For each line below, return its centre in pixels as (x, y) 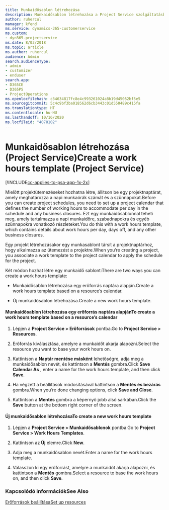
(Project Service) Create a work (71, 158)
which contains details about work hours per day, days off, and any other (81, 229)
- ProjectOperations (27, 94)
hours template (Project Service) (75, 168)
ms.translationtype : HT (30, 108)
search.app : (18, 80)
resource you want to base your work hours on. (62, 349)
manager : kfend (21, 24)
